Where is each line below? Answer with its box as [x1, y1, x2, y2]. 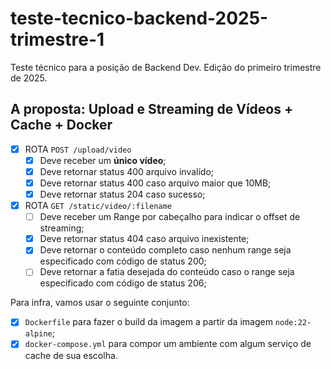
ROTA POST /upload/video [24, 143, 132, 155]
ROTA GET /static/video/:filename [24, 200, 172, 212]
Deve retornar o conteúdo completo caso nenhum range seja [39, 244, 292, 256]
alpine [24, 329, 53, 339]
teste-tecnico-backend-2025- [10, 7, 269, 30]
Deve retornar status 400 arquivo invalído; [39, 165, 215, 177]
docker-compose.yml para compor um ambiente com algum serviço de [24, 338, 312, 350]
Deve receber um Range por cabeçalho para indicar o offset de [39, 211, 301, 223]
